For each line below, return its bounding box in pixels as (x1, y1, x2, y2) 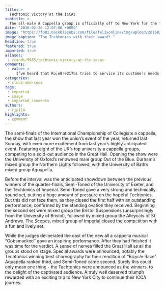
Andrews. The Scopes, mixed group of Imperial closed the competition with (5, 218, 158, 224)
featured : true (5, 44, 36, 49)
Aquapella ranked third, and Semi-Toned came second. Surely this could (5, 259, 152, 264)
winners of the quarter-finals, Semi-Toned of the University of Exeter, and (5, 181, 154, 187)
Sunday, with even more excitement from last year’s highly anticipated (5, 140, 147, 146)
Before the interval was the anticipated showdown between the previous (5, 176, 152, 182)
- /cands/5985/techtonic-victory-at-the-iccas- (7, 57, 107, 62)
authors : (5, 103, 23, 108)
